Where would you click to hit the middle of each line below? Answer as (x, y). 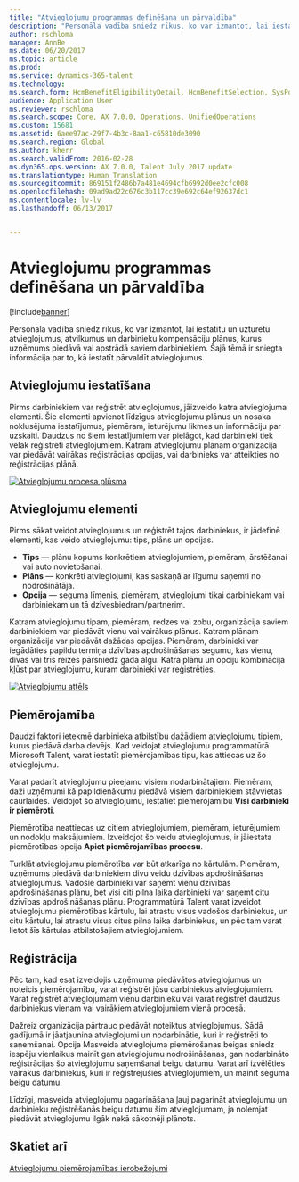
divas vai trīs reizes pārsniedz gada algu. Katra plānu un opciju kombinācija (147, 660)
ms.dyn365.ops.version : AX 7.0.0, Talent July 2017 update (121, 167)
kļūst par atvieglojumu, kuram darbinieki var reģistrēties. (113, 669)
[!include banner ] (40, 311)
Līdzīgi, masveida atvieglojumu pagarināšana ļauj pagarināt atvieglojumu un (148, 1099)
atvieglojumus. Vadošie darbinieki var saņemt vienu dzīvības (120, 883)
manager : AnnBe (37, 42)
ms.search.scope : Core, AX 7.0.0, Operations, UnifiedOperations (133, 117)
